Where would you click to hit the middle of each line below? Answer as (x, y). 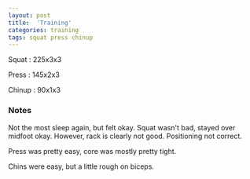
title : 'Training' (40, 23)
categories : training (44, 30)
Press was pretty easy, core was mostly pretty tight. (92, 151)
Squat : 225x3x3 (35, 60)
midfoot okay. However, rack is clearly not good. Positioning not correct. (125, 136)
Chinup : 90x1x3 (35, 90)
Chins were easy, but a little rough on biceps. (81, 166)
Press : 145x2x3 (34, 75)
